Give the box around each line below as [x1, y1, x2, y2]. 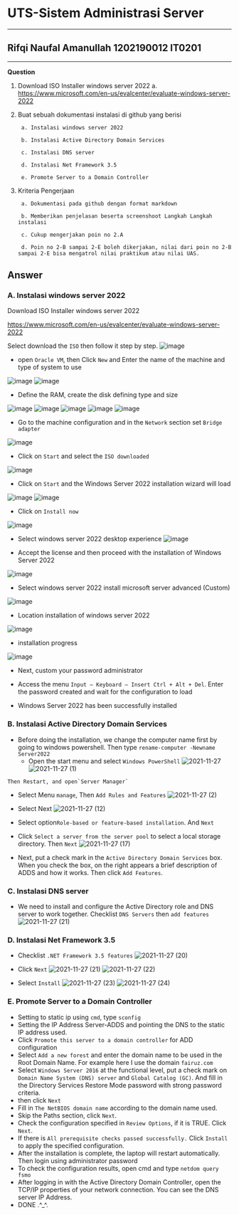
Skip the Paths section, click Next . [17, 1111, 117, 1120]
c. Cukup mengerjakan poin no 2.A [21, 231, 124, 238]
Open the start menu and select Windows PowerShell [28, 756, 181, 765]
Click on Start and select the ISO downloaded [17, 452, 149, 460]
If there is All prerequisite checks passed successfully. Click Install [17, 1133, 228, 1142]
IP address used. [17, 1028, 68, 1036]
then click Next [17, 1095, 62, 1104]
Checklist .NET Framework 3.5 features [17, 951, 134, 960]
